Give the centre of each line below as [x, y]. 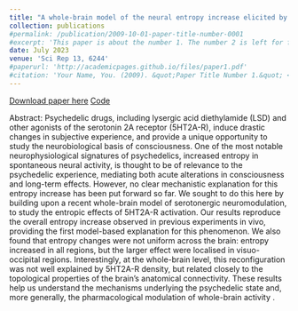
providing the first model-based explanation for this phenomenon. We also [145, 231]
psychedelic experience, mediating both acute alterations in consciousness [147, 174]
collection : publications [57, 26]
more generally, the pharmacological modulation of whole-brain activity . [142, 297]
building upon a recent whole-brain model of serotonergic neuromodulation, [148, 203]
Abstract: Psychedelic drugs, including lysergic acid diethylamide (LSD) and [148, 117]
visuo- [248, 250]
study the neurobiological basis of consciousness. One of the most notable [146, 146]
